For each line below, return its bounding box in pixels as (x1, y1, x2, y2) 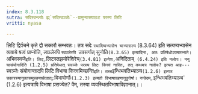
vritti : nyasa (6, 20, 42, 26)
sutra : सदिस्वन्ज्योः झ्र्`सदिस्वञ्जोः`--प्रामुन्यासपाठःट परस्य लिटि (6, 14, 122, 20)
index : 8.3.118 (6, 8, 45, 15)
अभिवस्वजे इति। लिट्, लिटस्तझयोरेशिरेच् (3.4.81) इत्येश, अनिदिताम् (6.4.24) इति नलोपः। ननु (6, 55, 190, 63)
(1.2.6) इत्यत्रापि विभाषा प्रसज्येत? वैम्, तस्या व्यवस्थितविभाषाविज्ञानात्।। (6, 81, 143, 88)
